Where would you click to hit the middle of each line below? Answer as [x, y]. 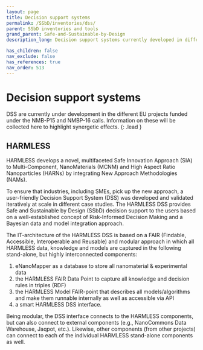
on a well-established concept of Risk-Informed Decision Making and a [95, 217]
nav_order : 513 [25, 68]
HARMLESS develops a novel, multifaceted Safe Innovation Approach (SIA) [99, 161]
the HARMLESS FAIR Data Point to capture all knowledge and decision [102, 279]
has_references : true [34, 62]
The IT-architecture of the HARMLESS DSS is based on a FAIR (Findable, [96, 235]
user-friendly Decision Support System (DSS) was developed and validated [100, 198]
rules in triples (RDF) [40, 285]
